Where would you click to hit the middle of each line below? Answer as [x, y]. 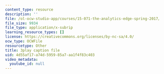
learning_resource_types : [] [35, 32]
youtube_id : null [27, 64]
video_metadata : [21, 59]
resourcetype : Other [26, 46]
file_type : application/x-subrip [39, 28]
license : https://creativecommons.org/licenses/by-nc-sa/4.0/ [70, 37]
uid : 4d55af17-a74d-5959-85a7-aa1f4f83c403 [50, 55]
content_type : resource [29, 9]
